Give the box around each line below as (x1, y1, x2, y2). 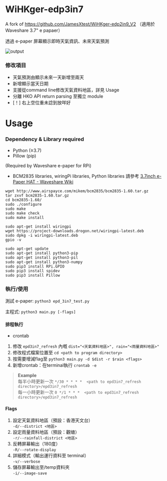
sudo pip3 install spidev (5, 268, 60, 273)
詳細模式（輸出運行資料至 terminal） (12, 453, 89, 459)
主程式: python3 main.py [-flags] (5, 309, 76, 315)
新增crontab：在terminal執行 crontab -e (12, 362, 97, 368)
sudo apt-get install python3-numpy (5, 260, 83, 265)
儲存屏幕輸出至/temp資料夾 (12, 464, 70, 470)
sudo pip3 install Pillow (5, 273, 60, 278)
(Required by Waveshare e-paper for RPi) (5, 162, 92, 168)
